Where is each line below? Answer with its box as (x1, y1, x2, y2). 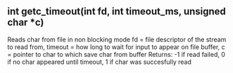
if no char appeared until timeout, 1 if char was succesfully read (7, 58, 192, 66)
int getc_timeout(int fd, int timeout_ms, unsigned (7, 6, 227, 18)
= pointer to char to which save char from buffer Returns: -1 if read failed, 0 (7, 50, 225, 58)
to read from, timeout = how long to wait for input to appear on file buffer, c (7, 42, 225, 51)
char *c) (7, 17, 44, 29)
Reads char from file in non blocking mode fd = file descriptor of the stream (7, 35, 227, 44)
